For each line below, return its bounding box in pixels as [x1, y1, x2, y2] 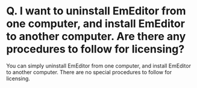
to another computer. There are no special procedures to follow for [6, 68, 172, 75]
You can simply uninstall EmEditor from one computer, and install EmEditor [6, 62, 192, 69]
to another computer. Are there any [6, 30, 186, 43]
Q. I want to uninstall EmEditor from [6, 4, 186, 18]
